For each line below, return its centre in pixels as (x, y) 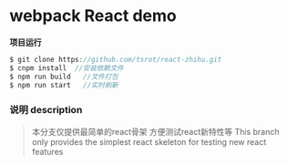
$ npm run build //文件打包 (64, 77)
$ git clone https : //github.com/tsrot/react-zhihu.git (116, 59)
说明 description (46, 110)
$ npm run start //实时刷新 (64, 85)
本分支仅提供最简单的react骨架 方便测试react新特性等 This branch (155, 131)
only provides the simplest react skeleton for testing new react (149, 141)
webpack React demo (93, 16)
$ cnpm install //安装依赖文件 (67, 68)
